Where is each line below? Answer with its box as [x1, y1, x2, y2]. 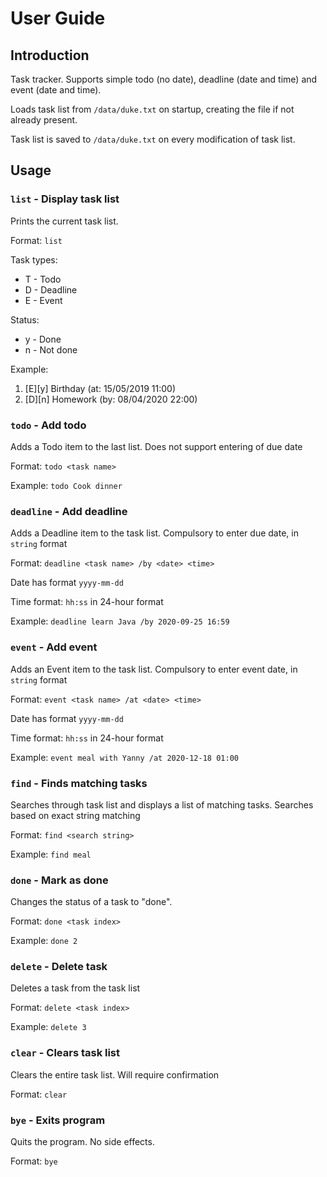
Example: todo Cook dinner [10, 479, 123, 491]
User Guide [10, 7, 106, 30]
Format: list [10, 234, 63, 246]
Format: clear [10, 1088, 68, 1100]
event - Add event [10, 640, 98, 654]
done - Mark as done [10, 873, 109, 887]
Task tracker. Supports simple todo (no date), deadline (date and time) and [10, 73, 318, 85]
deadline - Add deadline [10, 504, 128, 518]
